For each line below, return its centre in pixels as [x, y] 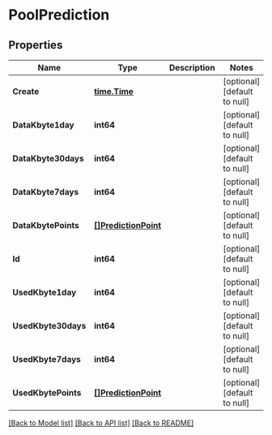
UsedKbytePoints [47, 393]
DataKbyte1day [43, 125]
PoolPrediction [59, 15]
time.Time [114, 91]
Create [26, 91]
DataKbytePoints [46, 225]
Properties [36, 45]
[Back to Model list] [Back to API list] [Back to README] [101, 423]
